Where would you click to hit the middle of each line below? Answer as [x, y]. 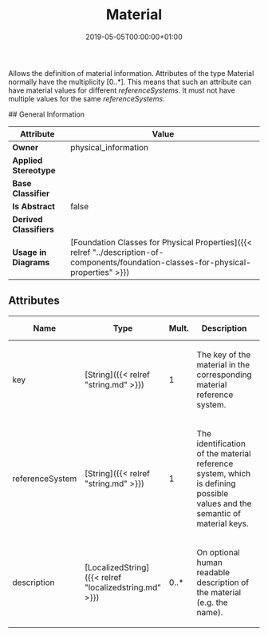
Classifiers [33, 229]
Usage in [30, 252]
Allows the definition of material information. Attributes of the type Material [131, 73]
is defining [216, 483]
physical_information [110, 147]
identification [221, 443]
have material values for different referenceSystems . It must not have [122, 90]
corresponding [225, 375]
